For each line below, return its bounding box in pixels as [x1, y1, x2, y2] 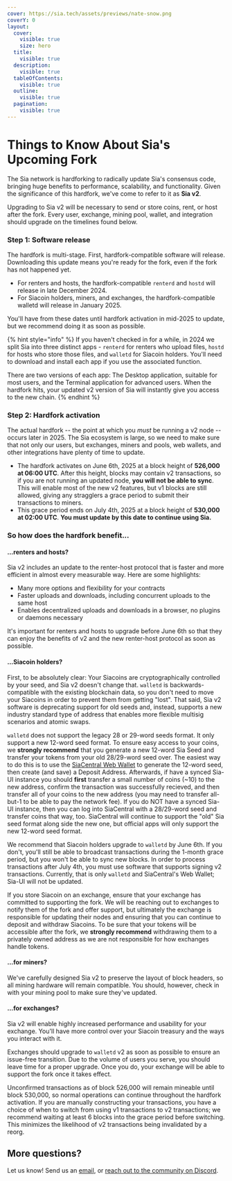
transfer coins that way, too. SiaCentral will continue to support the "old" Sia [7, 812, 224, 820]
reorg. [7, 1128, 25, 1136]
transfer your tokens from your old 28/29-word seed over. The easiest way [7, 753, 221, 761]
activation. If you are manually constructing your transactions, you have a [7, 1098, 217, 1107]
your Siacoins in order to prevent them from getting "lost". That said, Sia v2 [7, 695, 222, 703]
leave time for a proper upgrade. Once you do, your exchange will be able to [7, 1063, 225, 1071]
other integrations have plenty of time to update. [7, 449, 145, 457]
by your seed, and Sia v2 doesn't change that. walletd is [7, 680, 168, 689]
